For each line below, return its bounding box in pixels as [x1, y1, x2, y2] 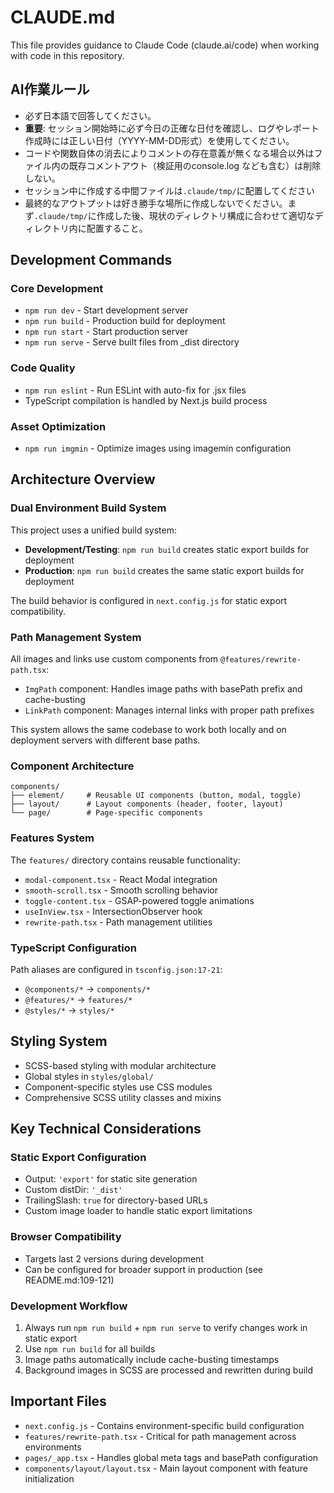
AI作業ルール [10, 81, 90, 98]
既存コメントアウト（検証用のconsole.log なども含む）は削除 [68, 159, 322, 171]
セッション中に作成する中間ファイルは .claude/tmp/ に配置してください [24, 184, 315, 196]
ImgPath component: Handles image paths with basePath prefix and [24, 683, 303, 695]
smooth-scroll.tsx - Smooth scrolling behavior [24, 884, 219, 896]
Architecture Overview [10, 471, 156, 488]
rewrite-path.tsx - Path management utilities [24, 916, 213, 928]
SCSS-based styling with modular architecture [24, 1059, 217, 1071]
